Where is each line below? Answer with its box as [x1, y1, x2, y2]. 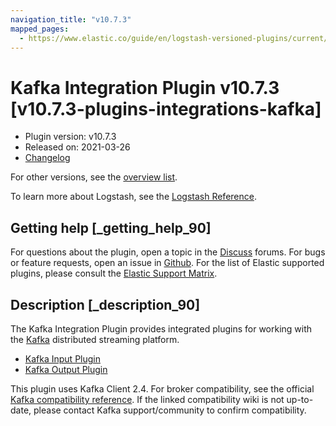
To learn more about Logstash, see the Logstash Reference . [10, 191, 257, 203]
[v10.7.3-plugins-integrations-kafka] [10, 97, 322, 120]
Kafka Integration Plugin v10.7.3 [10, 76, 280, 99]
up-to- [286, 393, 314, 405]
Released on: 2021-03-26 [24, 141, 131, 153]
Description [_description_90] [10, 296, 201, 313]
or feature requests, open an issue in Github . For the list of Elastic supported [10, 257, 325, 269]
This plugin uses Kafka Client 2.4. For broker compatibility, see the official [10, 382, 315, 395]
